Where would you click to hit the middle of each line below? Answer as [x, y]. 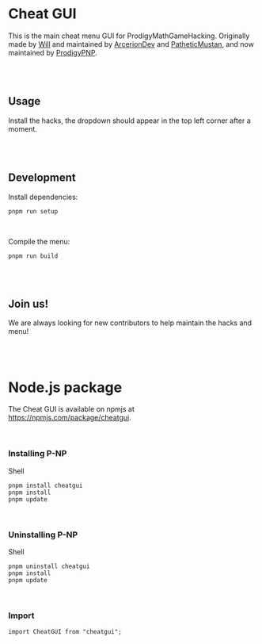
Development [42, 178]
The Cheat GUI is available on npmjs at [71, 409]
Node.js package [65, 387]
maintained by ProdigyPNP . [53, 52]
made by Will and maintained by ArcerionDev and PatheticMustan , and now [131, 44]
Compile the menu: [39, 241]
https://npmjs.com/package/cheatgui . [70, 418]
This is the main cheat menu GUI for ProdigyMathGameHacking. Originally [129, 36]
